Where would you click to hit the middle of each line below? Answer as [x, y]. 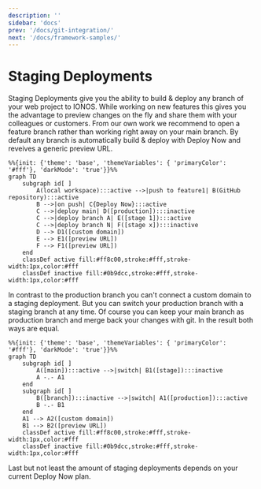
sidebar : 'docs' [35, 23]
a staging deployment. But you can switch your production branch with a [126, 304]
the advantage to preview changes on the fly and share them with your [123, 115]
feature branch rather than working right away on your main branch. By [123, 132]
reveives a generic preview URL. [61, 149]
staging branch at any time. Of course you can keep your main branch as [126, 312]
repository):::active [44, 198]
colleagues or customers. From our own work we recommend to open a [124, 124]
